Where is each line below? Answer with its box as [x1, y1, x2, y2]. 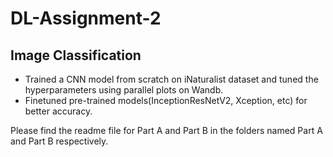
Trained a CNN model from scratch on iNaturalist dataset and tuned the [24, 73, 319, 85]
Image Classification [10, 47, 142, 64]
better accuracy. [24, 105, 93, 117]
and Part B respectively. [10, 135, 109, 147]
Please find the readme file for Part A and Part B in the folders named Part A [10, 125, 323, 136]
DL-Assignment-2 [10, 7, 162, 30]
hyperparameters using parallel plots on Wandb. [24, 84, 224, 96]
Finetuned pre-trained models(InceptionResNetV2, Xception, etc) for [24, 95, 308, 106]
